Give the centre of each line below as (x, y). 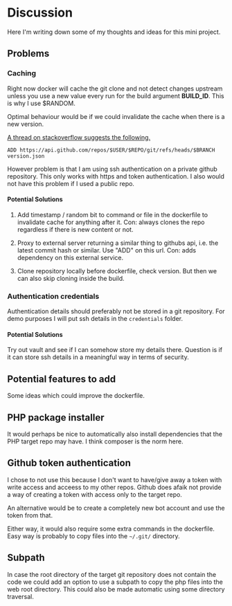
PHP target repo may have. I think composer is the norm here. (95, 441)
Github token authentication (69, 463)
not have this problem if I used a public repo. (71, 183)
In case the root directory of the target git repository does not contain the (112, 574)
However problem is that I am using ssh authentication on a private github (113, 169)
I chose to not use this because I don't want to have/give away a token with (115, 479)
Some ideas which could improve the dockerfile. (76, 396)
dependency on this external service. (70, 257)
